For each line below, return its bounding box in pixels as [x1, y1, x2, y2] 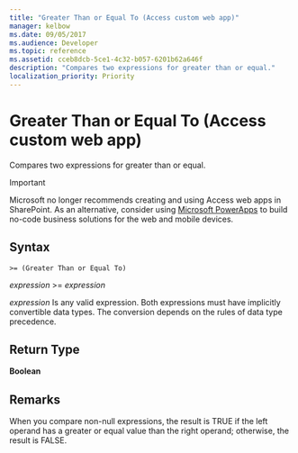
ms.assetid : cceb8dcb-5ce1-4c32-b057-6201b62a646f [9, 55, 203, 64]
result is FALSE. [9, 435, 68, 446]
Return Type [9, 341, 80, 357]
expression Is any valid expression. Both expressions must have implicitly [9, 296, 281, 307]
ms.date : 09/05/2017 [9, 30, 87, 39]
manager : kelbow [9, 22, 70, 31]
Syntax [9, 240, 50, 255]
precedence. [9, 316, 57, 327]
